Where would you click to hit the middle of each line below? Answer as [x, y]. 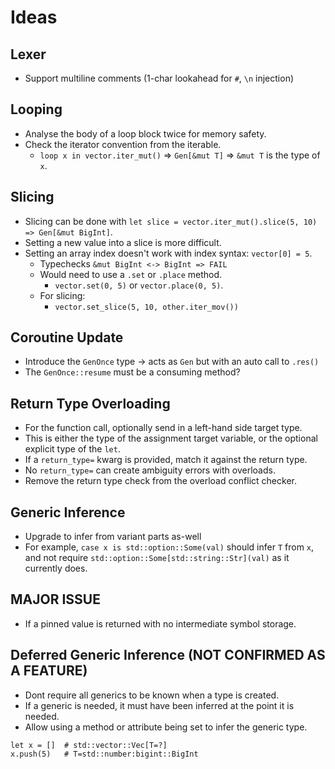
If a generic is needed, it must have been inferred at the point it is [159, 705]
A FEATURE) [49, 671]
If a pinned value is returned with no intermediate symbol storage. [160, 623]
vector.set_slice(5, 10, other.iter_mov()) [146, 307]
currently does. [56, 568]
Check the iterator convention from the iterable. [123, 144]
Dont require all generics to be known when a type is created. [152, 695]
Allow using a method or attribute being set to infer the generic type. [166, 727]
